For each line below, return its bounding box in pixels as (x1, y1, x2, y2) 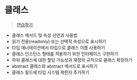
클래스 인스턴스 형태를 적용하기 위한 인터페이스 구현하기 (11, 50, 118, 57)
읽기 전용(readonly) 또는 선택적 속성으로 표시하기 (11, 38, 107, 44)
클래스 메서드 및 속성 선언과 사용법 (11, 32, 78, 38)
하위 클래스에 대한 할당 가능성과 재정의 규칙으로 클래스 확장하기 (11, 57, 133, 63)
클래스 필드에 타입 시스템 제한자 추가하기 (11, 69, 89, 75)
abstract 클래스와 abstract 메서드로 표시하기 (11, 63, 98, 69)
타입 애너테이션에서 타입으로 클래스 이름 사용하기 (11, 44, 105, 50)
